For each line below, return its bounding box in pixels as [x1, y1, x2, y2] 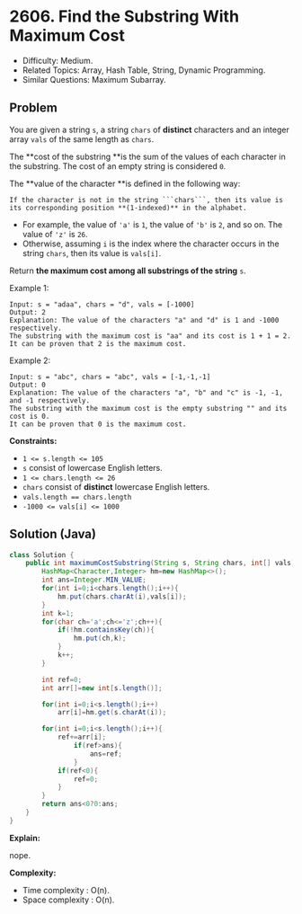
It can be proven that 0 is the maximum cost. [9, 420, 187, 429]
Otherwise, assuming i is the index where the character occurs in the [22, 238, 280, 249]
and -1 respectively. [9, 395, 91, 405]
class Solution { [9, 550, 75, 559]
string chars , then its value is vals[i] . [22, 247, 162, 258]
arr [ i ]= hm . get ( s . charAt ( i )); [57, 708, 167, 717]
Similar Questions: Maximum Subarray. [22, 74, 166, 84]
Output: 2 [9, 307, 47, 316]
